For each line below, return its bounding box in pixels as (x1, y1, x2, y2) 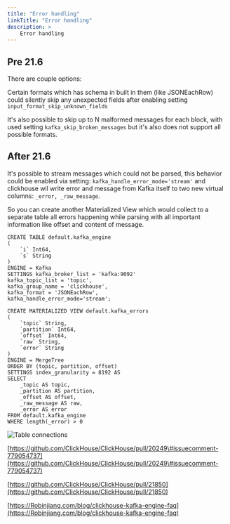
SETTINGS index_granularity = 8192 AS (7, 369, 121, 376)
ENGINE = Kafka (7, 264, 52, 271)
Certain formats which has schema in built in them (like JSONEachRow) (7, 89, 214, 97)
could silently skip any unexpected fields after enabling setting (7, 96, 188, 104)
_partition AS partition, (20, 387, 96, 394)
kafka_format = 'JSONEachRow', (7, 289, 99, 296)
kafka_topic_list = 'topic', (7, 277, 93, 284)
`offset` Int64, (20, 332, 68, 339)
